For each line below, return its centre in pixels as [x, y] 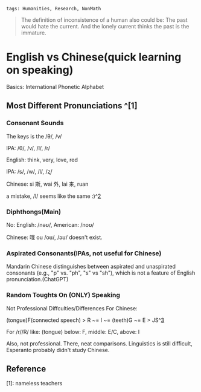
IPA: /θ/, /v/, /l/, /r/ [28, 148]
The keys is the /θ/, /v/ [34, 136]
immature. [33, 33]
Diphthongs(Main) [34, 212]
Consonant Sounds [35, 123]
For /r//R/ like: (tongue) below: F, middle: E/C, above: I [73, 332]
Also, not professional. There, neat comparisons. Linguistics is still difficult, [99, 343]
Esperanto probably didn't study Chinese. [58, 350]
